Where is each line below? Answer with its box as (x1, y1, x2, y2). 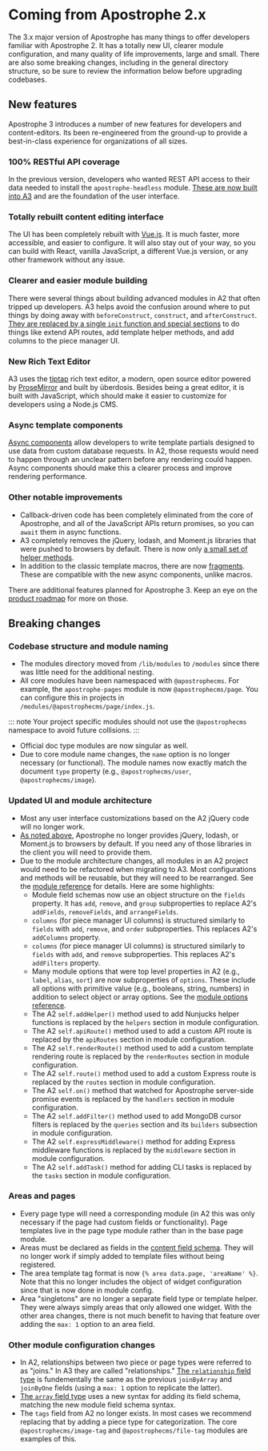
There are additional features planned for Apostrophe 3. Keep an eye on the (8, 585, 258, 594)
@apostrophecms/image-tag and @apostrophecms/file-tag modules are (19, 1425, 248, 1435)
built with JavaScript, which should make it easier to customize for (8, 391, 227, 400)
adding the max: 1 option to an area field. (19, 1319, 155, 1328)
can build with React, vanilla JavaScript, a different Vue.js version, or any (8, 247, 249, 256)
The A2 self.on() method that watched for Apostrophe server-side (31, 1085, 254, 1095)
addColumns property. (31, 932, 101, 942)
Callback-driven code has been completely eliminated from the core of (19, 510, 254, 520)
